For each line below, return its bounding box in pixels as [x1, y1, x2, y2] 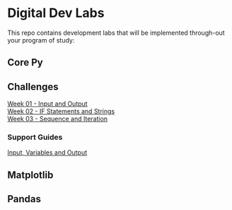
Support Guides [7, 133, 63, 143]
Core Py [7, 57, 44, 69]
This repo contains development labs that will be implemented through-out [7, 28, 225, 37]
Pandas [7, 193, 41, 205]
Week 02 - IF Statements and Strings [7, 107, 115, 116]
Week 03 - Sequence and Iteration [7, 115, 108, 123]
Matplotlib [7, 169, 54, 181]
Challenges [7, 80, 59, 93]
